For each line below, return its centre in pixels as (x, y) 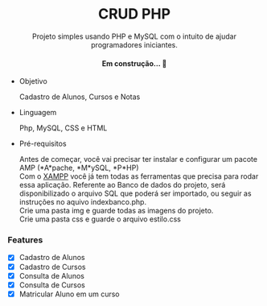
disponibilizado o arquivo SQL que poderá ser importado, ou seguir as (135, 193)
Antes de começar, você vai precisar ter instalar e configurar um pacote (138, 159)
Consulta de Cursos (52, 285)
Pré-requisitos (43, 144)
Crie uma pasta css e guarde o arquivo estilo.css (100, 219)
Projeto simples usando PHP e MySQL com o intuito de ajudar (134, 36)
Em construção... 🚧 (134, 63)
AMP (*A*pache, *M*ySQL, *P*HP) (79, 168)
